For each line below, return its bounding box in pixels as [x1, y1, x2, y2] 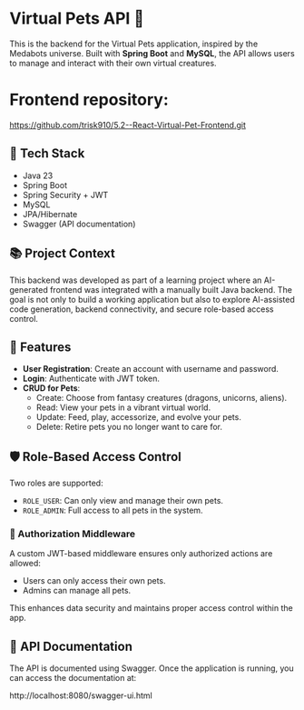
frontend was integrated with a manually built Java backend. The [49, 284, 293, 295]
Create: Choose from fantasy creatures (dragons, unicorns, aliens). [35, 393, 288, 404]
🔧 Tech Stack [9, 145, 85, 162]
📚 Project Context [9, 245, 116, 262]
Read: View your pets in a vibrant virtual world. [35, 402, 211, 413]
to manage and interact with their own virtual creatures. [9, 57, 217, 68]
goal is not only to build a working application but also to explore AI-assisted [9, 294, 295, 305]
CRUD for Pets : [22, 383, 81, 394]
